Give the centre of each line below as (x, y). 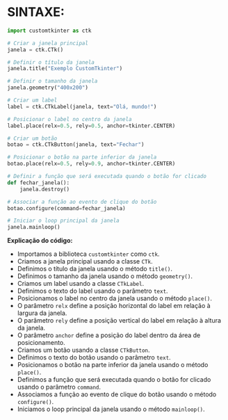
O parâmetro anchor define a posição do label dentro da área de (109, 335)
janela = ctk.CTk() (35, 49)
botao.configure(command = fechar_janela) (67, 208)
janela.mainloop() (34, 227)
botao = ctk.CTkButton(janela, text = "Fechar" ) (76, 145)
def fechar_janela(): (39, 183)
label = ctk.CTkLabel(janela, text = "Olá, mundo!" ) (82, 106)
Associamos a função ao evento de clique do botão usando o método (117, 394)
